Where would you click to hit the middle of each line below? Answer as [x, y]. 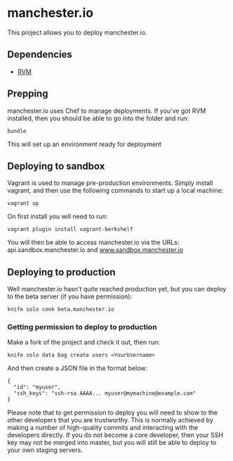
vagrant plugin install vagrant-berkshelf [70, 229]
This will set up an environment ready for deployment [84, 144]
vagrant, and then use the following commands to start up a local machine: [115, 191]
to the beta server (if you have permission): [70, 296]
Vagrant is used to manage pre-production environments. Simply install [110, 183]
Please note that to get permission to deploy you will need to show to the [113, 412]
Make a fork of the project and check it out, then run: [84, 342]
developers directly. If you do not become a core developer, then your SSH [115, 435]
